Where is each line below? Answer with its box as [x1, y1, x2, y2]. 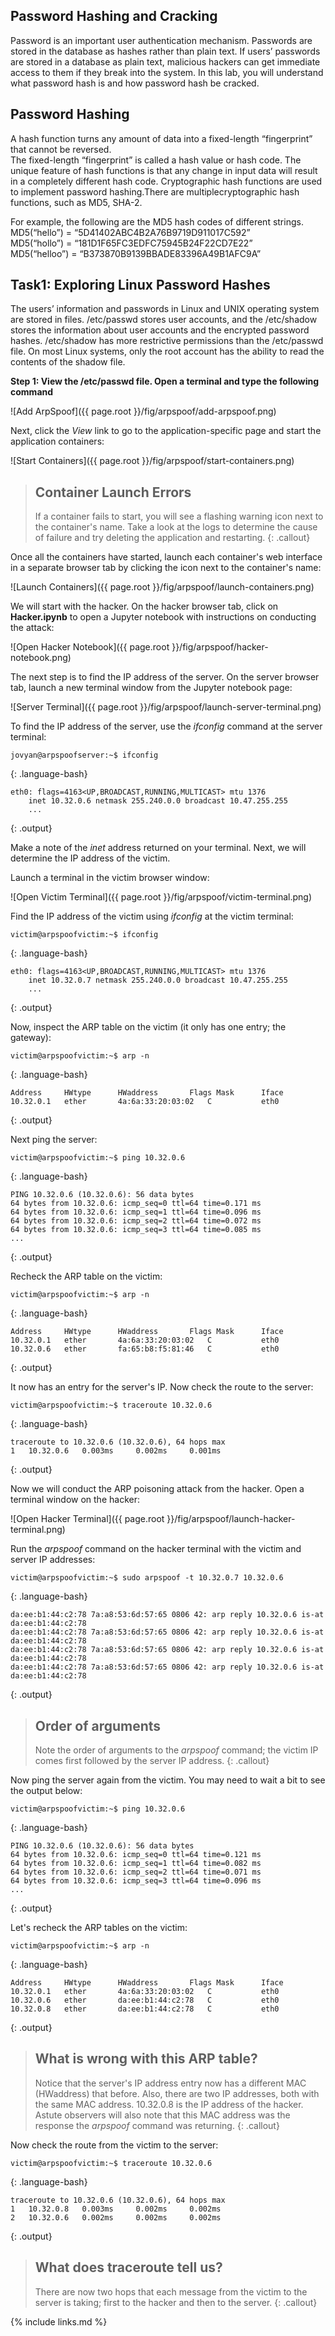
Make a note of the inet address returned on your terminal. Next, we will [10, 842, 307, 854]
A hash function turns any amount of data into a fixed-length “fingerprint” [10, 132, 313, 144]
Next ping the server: [10, 1134, 98, 1146]
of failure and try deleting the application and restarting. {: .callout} [34, 532, 311, 544]
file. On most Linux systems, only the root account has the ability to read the [10, 345, 325, 358]
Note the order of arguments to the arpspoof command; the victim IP [34, 1744, 319, 1756]
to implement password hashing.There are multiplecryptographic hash [10, 185, 300, 198]
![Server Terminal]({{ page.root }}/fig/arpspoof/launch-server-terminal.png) [10, 701, 322, 713]
